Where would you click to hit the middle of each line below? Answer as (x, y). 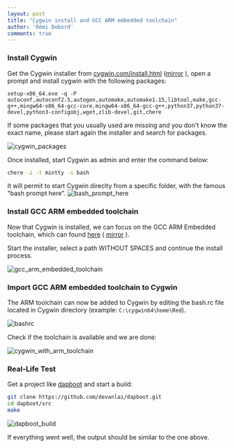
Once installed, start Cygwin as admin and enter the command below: (108, 159)
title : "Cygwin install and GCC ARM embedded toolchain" (92, 20)
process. (20, 255)
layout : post (26, 14)
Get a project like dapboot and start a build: (70, 384)
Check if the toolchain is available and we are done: (82, 337)
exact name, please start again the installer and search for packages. (107, 132)
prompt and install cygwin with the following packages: (87, 81)
